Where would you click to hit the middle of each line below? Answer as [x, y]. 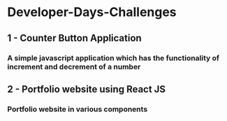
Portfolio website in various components [78, 109]
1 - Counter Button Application [74, 38]
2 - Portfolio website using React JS [87, 89]
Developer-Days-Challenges [92, 12]
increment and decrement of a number [74, 66]
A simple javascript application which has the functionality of [113, 58]
